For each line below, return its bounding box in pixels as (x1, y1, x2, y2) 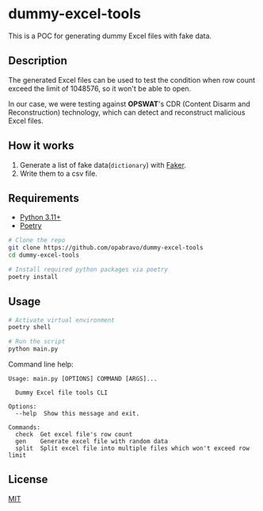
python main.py (8, 345, 59, 354)
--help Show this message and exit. (15, 410, 140, 418)
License (8, 473, 48, 486)
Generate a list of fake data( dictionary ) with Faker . (19, 160, 186, 169)
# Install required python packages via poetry (8, 265, 169, 273)
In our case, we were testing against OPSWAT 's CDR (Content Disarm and (8, 99, 251, 108)
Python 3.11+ (19, 212, 62, 223)
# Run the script (8, 338, 66, 346)
